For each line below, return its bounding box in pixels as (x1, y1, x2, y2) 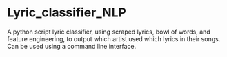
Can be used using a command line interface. (7, 42, 137, 50)
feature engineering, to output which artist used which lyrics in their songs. (7, 34, 221, 43)
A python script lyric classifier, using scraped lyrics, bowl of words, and (7, 27, 210, 36)
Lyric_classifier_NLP (7, 5, 126, 21)
